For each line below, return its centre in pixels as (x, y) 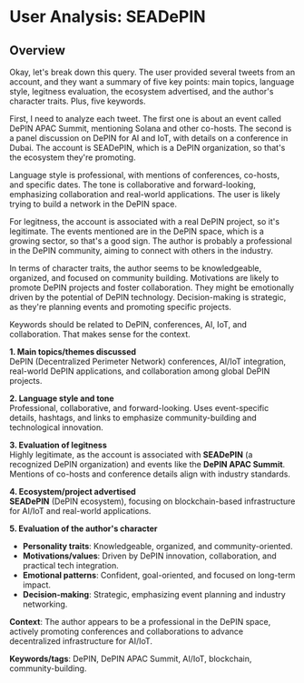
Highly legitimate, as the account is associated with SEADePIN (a (131, 455)
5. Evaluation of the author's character (83, 528)
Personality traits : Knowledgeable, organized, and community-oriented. (157, 546)
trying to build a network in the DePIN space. (93, 204)
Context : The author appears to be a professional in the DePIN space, (140, 622)
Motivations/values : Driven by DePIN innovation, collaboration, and (149, 556)
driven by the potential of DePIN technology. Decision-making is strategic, (148, 297)
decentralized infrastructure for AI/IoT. (81, 641)
